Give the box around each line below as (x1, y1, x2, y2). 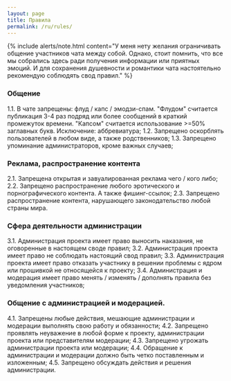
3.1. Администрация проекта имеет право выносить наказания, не (7, 237, 204, 245)
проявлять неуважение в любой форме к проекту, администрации (7, 328, 205, 337)
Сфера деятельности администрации (7, 221, 142, 231)
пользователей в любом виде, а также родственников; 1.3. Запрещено (7, 134, 216, 142)
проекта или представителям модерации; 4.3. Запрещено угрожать (7, 336, 209, 344)
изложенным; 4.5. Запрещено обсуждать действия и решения (7, 358, 192, 366)
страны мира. (7, 204, 48, 212)
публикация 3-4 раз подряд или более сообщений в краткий (7, 112, 187, 120)
